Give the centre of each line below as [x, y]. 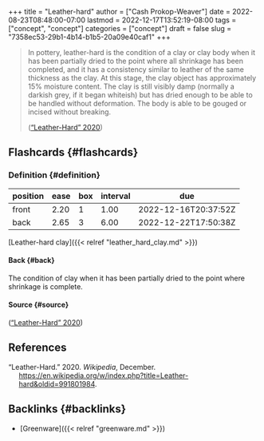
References [37, 348]
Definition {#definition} [55, 175]
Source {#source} [39, 305]
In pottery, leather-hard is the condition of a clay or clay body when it [142, 52]
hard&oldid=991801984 [57, 383]
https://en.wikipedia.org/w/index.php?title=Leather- [104, 375]
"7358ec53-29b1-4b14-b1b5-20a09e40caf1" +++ [90, 37]
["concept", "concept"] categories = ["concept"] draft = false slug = [120, 28]
